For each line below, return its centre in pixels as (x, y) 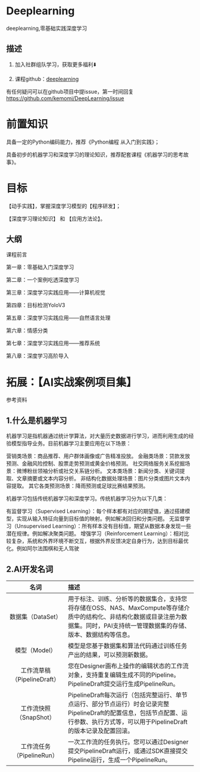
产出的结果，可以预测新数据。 (110, 655)
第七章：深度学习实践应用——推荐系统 (53, 343)
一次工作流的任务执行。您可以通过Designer (128, 742)
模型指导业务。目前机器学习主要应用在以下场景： (71, 444)
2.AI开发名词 (30, 569)
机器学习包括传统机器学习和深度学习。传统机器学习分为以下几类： (87, 498)
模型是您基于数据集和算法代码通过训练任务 (128, 646)
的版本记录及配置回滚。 (101, 731)
